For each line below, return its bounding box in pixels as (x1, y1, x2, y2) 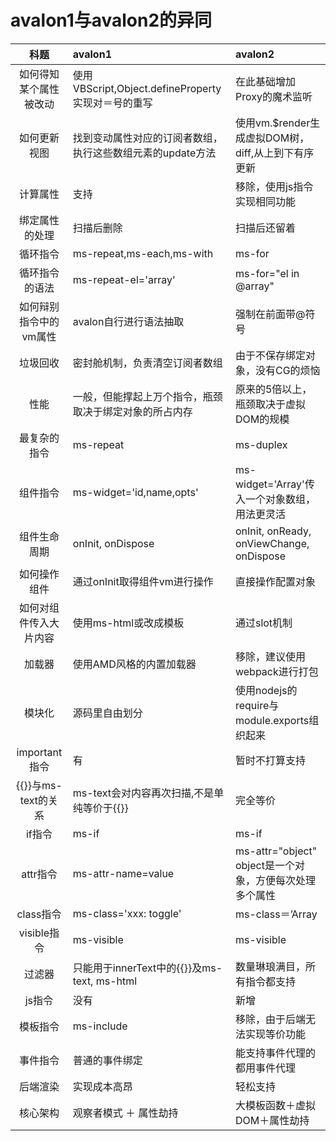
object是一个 (234, 858, 295, 872)
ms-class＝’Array (234, 907, 318, 921)
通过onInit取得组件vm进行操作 (72, 574, 214, 588)
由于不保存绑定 (234, 348, 306, 362)
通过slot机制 (234, 616, 293, 630)
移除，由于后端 (234, 1012, 306, 1026)
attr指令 (21, 867, 58, 881)
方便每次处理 (254, 873, 316, 887)
